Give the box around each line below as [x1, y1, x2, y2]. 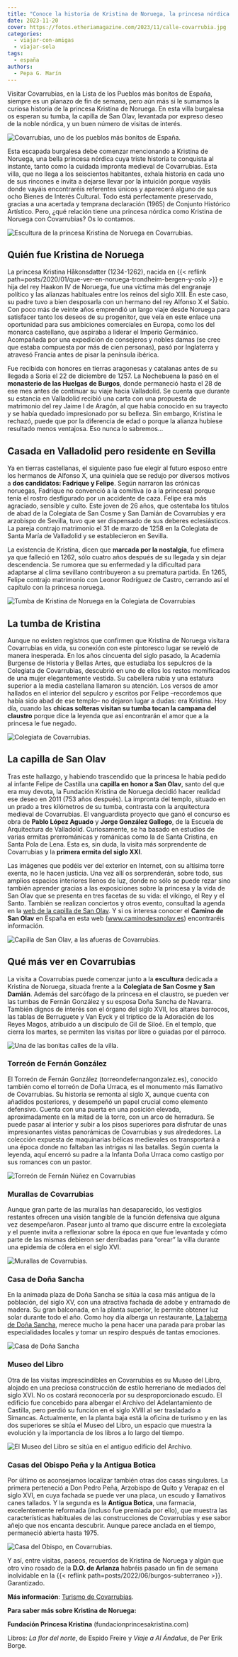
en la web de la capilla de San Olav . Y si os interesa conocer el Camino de [7, 906, 224, 915]
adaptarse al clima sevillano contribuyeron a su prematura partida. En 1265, [7, 568, 227, 576]
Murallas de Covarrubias [7, 1189, 94, 1199]
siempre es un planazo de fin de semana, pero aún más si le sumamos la [7, 96, 220, 105]
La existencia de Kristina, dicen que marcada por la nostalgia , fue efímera [7, 545, 225, 554]
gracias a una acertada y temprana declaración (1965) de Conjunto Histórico [7, 199, 231, 208]
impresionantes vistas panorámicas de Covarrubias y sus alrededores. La [7, 1127, 222, 1136]
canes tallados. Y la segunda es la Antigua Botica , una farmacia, [7, 1499, 197, 1507]
